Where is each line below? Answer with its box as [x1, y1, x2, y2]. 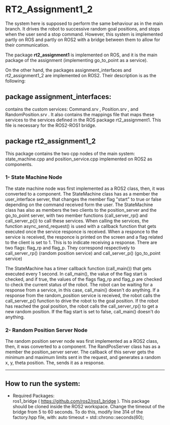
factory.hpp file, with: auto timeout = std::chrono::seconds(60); [12, 414, 144, 420]
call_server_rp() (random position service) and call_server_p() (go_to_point [5, 250, 161, 256]
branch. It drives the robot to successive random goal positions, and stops [5, 25, 160, 31]
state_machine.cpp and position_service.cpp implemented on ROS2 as [5, 156, 153, 162]
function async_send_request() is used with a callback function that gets [5, 223, 157, 229]
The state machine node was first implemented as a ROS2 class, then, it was [5, 185, 165, 191]
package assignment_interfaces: [5, 92, 112, 101]
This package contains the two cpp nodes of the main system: [5, 150, 135, 156]
